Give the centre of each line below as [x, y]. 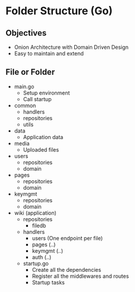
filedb [39, 225]
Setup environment [46, 93]
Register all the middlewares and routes [80, 276]
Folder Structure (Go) [59, 11]
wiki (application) [35, 213]
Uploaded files [41, 149]
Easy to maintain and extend [49, 54]
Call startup [37, 99]
